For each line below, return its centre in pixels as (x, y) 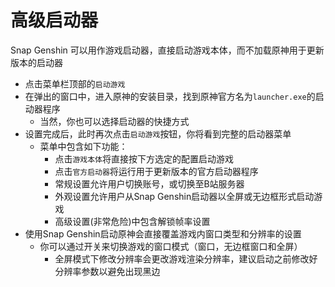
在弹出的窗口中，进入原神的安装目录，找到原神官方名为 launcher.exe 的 (170, 96)
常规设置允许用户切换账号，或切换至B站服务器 (149, 183)
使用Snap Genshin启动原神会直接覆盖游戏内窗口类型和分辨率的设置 (163, 233)
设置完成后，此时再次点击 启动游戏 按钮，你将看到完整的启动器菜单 (158, 133)
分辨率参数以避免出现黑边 (107, 271)
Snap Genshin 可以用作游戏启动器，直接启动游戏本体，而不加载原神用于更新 (167, 50)
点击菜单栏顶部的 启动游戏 (75, 83)
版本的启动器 (36, 62)
